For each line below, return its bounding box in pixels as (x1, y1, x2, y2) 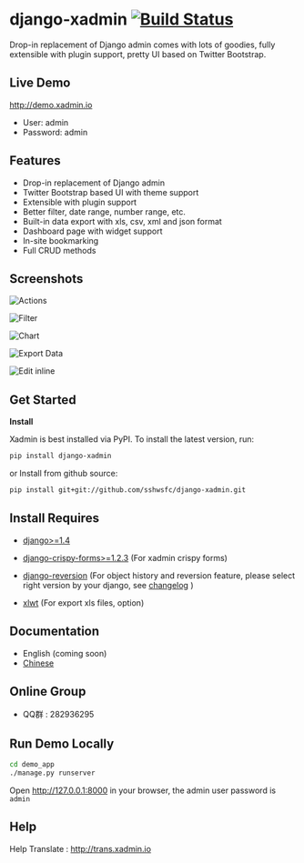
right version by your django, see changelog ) (22, 579, 194, 590)
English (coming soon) (22, 647, 107, 658)
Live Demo (9, 75, 71, 91)
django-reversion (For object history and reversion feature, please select (22, 569, 296, 581)
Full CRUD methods (22, 245, 96, 256)
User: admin (22, 116, 69, 127)
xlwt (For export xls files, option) (22, 597, 145, 608)
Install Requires (9, 510, 100, 527)
